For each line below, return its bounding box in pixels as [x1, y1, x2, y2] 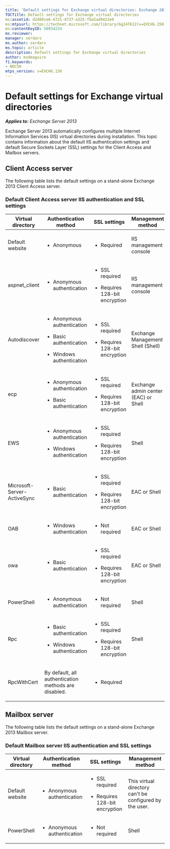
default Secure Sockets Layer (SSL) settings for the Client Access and [5, 144, 151, 150]
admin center [131, 388, 163, 395]
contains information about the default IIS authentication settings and [5, 139, 150, 145]
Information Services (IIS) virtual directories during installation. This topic [5, 133, 158, 140]
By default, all [44, 669, 77, 676]
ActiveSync [8, 495, 35, 502]
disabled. [44, 688, 66, 695]
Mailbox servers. [5, 149, 40, 155]
